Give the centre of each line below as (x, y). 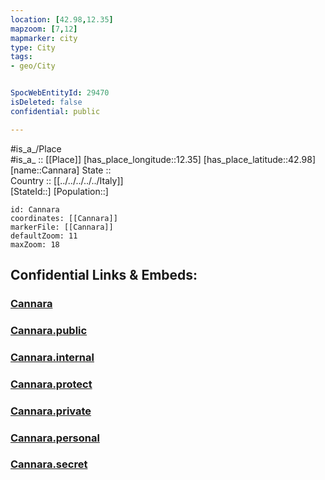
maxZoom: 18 (35, 244)
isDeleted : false (46, 102)
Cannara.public (49, 330)
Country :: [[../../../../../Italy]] (67, 180)
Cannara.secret (49, 464)
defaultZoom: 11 (44, 236)
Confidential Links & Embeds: (104, 275)
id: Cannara (35, 209)
